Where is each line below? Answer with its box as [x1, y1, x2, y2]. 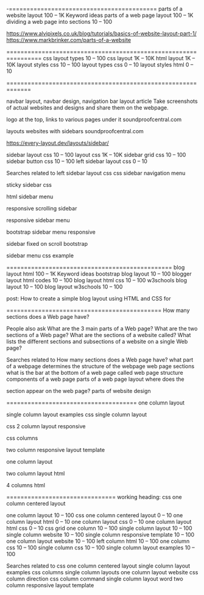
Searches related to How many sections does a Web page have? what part [6, 356, 194, 363]
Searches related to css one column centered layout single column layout [6, 562, 191, 569]
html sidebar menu [6, 193, 54, 200]
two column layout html [6, 470, 65, 477]
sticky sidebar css [6, 181, 52, 188]
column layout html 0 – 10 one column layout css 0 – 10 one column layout [6, 518, 192, 525]
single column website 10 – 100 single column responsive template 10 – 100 [6, 531, 195, 538]
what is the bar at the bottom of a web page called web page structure [6, 369, 184, 376]
